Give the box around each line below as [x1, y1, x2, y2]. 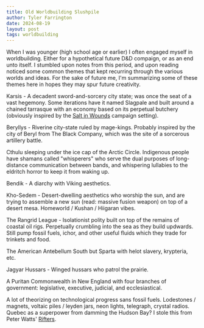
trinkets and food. [6, 236, 51, 243]
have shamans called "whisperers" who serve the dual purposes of [6, 155, 175, 162]
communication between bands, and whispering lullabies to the [29, 162, 188, 169]
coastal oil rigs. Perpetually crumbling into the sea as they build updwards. [6, 223, 194, 230]
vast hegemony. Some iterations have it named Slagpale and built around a [6, 99, 194, 107]
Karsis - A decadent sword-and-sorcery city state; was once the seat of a [6, 93, 192, 100]
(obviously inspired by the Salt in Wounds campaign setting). [6, 112, 159, 119]
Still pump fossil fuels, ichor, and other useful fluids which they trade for [6, 229, 187, 237]
